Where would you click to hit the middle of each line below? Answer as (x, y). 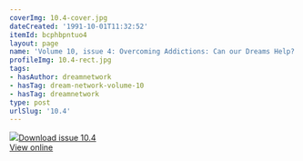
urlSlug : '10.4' (40, 111)
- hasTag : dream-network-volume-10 (77, 86)
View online (31, 147)
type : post (30, 102)
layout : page (34, 43)
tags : (20, 69)
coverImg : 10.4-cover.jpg (58, 18)
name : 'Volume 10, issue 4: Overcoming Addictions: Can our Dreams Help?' (154, 52)
